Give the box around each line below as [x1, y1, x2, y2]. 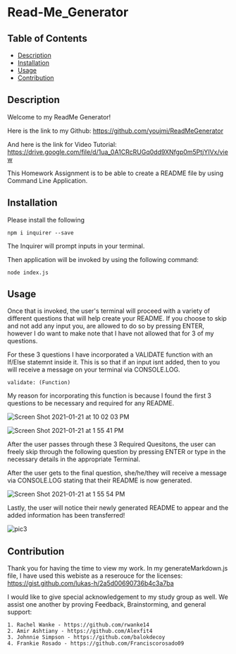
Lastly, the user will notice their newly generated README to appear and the [7, 504, 229, 512]
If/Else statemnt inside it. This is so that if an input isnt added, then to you [7, 358, 221, 367]
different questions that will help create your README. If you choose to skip [7, 314, 227, 323]
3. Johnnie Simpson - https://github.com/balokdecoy [7, 634, 166, 641]
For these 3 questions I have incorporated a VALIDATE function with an [7, 350, 213, 359]
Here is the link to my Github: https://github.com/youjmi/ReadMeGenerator [7, 126, 224, 135]
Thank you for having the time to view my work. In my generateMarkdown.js [7, 564, 228, 573]
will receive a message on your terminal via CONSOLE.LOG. [7, 365, 181, 374]
